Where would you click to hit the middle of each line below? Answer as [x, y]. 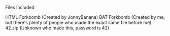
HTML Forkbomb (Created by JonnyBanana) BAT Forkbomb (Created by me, [85, 17]
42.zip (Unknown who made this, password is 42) [57, 28]
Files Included [20, 7]
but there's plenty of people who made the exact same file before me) [78, 23]
